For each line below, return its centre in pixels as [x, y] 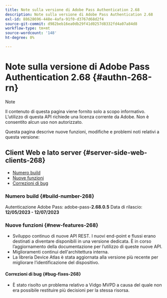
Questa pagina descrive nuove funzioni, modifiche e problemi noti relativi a [82, 132]
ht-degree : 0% [20, 38]
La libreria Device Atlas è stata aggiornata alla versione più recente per [85, 257]
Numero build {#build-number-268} [50, 196]
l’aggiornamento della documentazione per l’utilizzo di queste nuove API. [87, 247]
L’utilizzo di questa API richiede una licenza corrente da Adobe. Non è [77, 117]
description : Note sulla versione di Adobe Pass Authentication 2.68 [79, 14]
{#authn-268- [122, 77]
